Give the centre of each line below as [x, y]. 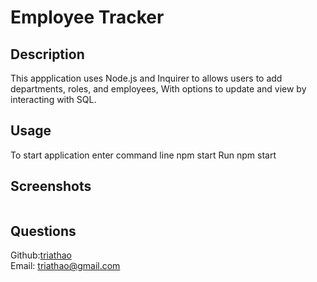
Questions [43, 231]
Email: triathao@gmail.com [65, 266]
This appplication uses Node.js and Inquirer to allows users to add [146, 78]
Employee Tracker [87, 17]
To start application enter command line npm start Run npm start [143, 155]
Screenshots [51, 186]
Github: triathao [41, 255]
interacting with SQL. [53, 99]
